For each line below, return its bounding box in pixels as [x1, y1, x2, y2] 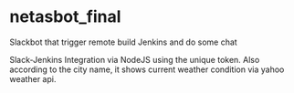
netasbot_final [9, 6, 121, 27]
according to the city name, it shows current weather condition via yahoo [9, 64, 285, 75]
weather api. [9, 73, 57, 84]
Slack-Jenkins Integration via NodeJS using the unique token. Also [9, 54, 260, 65]
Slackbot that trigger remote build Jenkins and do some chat [9, 36, 237, 47]
